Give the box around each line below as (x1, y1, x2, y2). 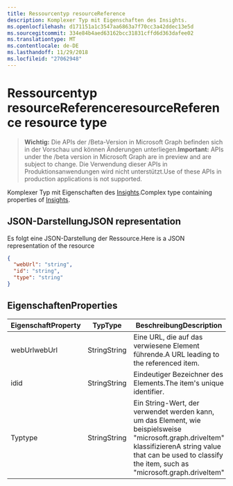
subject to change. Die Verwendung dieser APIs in (24, 160, 168, 168)
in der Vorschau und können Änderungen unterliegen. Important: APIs (24, 145, 224, 153)
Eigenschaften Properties (7, 300, 118, 312)
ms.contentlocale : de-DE (7, 42, 79, 49)
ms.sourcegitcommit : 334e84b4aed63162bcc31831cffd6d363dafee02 (7, 29, 194, 37)
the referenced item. (133, 358, 200, 368)
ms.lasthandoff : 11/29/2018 (7, 49, 89, 56)
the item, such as (133, 459, 189, 469)
